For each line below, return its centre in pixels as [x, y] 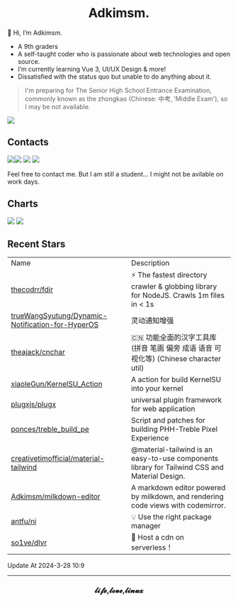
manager [146, 526]
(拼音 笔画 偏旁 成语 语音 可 [176, 348]
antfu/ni [24, 521]
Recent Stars [36, 244]
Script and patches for [168, 420]
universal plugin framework [176, 400]
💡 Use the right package [171, 517]
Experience [150, 438]
